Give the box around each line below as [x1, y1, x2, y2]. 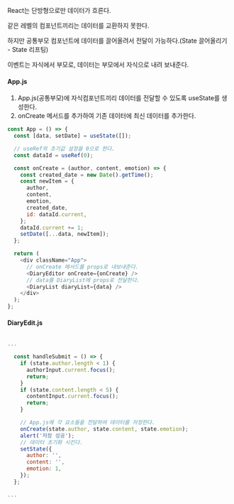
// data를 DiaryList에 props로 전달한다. [26, 277, 140, 284]
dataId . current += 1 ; [20, 224, 84, 231]
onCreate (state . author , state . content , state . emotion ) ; [20, 425, 189, 432]
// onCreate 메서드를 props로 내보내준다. [26, 263, 139, 270]
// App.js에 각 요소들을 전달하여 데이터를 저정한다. [20, 419, 155, 427]
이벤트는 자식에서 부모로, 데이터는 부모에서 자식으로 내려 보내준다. [7, 60, 189, 69]
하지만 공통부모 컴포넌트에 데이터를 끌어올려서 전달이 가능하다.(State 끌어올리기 [7, 36, 228, 45]
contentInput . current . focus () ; [26, 393, 119, 400]
